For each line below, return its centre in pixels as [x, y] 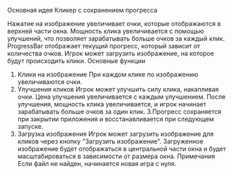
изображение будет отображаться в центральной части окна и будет [122, 149]
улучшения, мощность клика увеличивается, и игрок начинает [112, 104]
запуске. [30, 126]
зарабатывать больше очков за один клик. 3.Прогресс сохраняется [119, 112]
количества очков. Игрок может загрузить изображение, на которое [111, 53]
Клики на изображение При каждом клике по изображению [108, 74]
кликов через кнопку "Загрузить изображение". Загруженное [110, 141]
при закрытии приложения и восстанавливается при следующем [115, 119]
